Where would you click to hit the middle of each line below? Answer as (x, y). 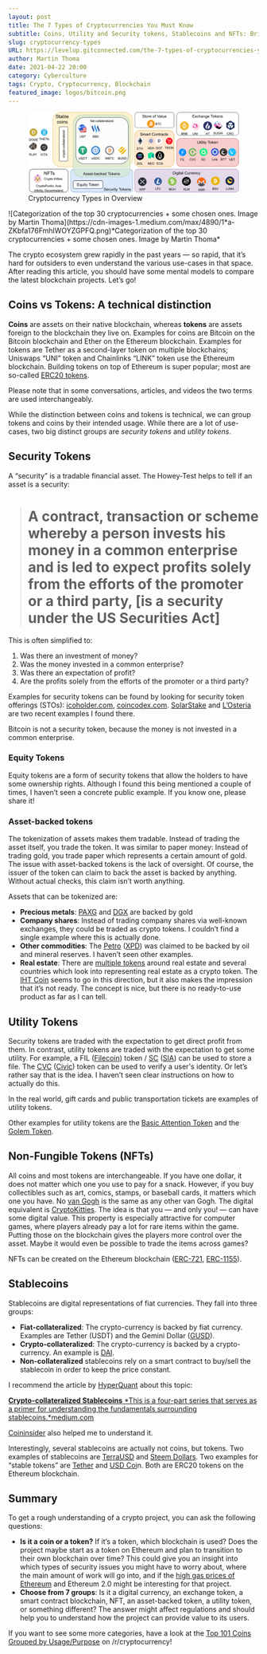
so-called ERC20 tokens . (49, 375)
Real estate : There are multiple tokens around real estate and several (133, 963)
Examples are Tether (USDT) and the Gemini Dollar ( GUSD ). (117, 1335)
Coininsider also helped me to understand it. (81, 1432)
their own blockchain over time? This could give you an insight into (129, 1558)
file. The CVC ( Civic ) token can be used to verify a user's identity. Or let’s (128, 1066)
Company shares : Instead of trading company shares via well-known (133, 920)
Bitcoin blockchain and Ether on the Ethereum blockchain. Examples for (125, 341)
